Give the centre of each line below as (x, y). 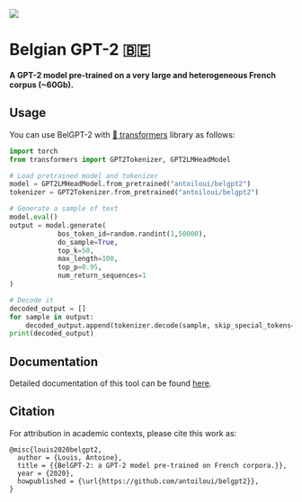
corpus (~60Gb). (41, 85)
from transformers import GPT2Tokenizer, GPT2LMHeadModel (120, 159)
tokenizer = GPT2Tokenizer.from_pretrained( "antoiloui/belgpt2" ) (134, 193)
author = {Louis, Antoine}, (70, 457)
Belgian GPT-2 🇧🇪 (80, 50)
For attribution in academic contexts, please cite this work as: (123, 433)
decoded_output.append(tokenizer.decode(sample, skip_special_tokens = (160, 325)
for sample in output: (52, 317)
